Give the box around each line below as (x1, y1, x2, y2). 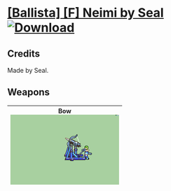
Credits (7, 48, 41, 59)
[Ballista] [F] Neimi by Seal (7, 5, 164, 21)
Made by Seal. (7, 66, 49, 74)
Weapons (7, 86, 50, 99)
